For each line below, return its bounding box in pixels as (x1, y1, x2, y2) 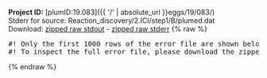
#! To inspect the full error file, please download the (8, 47, 235, 56)
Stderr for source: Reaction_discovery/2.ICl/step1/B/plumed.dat (8, 16, 215, 25)
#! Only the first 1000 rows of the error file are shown (8, 39, 239, 48)
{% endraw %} (8, 62, 57, 71)
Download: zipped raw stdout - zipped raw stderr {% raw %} (8, 24, 208, 33)
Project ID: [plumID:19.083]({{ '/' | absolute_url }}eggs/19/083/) (8, 8, 215, 17)
